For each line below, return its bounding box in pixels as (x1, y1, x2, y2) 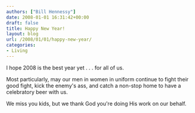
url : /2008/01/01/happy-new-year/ (6, 36, 92, 42)
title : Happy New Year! (6, 25, 66, 32)
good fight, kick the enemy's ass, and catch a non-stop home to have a (6, 82, 181, 89)
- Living (6, 48, 28, 54)
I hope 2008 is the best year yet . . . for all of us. (6, 64, 124, 71)
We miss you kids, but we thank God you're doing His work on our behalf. (6, 100, 187, 107)
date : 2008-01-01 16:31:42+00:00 (6, 14, 89, 20)
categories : (6, 42, 36, 48)
